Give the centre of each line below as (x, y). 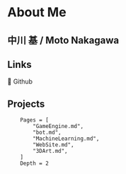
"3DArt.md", (51, 151)
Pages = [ (35, 120)
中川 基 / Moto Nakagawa (63, 40)
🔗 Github (20, 81)
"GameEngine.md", (58, 127)
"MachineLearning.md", (66, 139)
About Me (37, 12)
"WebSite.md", (53, 145)
